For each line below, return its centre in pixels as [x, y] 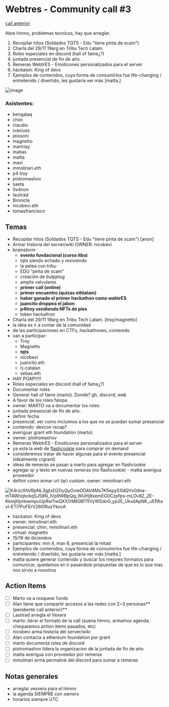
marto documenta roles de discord [48, 643]
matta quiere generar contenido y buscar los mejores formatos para [83, 559]
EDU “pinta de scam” [42, 271]
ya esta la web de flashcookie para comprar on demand [70, 449]
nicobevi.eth [25, 206]
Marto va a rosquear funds [40, 598]
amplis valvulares [38, 282]
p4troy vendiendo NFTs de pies [53, 309]
